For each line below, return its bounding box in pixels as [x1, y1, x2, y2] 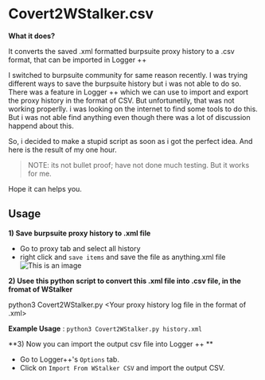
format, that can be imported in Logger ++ [8, 55, 147, 64]
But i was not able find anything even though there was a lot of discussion [8, 112, 251, 122]
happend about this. [8, 121, 74, 130]
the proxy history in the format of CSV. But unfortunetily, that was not [8, 95, 235, 105]
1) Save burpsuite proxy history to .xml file [8, 228, 151, 238]
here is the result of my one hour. [8, 145, 117, 154]
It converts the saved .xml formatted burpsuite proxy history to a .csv [8, 46, 235, 56]
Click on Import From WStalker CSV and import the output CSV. [19, 363, 225, 372]
